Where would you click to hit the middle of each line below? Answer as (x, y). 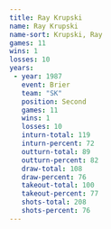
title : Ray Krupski (46, 18)
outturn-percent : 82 (60, 160)
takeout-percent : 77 (60, 194)
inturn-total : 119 (56, 135)
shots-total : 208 (54, 202)
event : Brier (46, 85)
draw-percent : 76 (54, 177)
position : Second (54, 101)
